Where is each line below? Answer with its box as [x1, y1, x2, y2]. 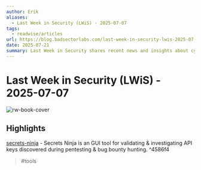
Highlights [6, 123, 46, 133]
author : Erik [6, 8, 39, 15]
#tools [20, 157, 37, 165]
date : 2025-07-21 [6, 42, 50, 48]
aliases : [6, 14, 28, 20]
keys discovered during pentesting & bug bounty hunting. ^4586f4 [6, 145, 169, 153]
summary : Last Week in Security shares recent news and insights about [6, 48, 188, 54]
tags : [6, 25, 20, 32]
